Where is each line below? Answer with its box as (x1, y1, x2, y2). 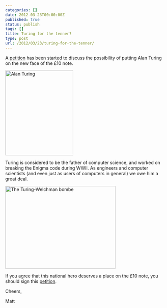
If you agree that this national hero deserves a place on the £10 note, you (5, 273, 159, 279)
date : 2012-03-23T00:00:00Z (5, 12, 65, 17)
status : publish (5, 21, 40, 27)
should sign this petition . (5, 278, 57, 284)
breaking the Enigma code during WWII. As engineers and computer (5, 164, 149, 171)
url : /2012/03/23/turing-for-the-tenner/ (5, 41, 95, 46)
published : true (5, 17, 40, 22)
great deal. (5, 176, 28, 182)
